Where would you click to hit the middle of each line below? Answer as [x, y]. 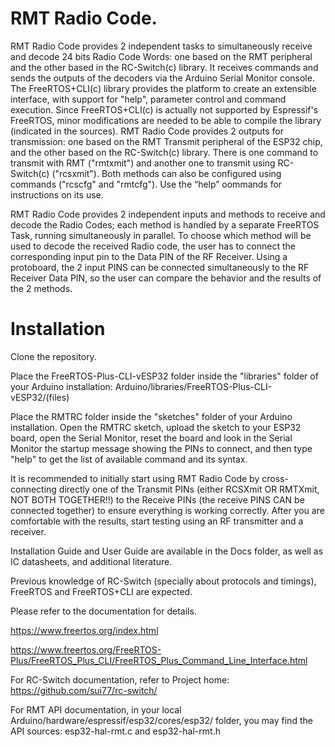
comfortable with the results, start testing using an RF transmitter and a [157, 521]
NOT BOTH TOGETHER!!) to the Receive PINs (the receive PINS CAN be [157, 499]
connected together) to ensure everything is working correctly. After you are [167, 510]
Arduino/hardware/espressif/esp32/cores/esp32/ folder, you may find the [161, 720]
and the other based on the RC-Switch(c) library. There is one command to [164, 152]
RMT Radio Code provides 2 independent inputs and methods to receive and [168, 214]
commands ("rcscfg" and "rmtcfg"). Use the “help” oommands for [146, 184]
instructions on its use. [57, 194]
